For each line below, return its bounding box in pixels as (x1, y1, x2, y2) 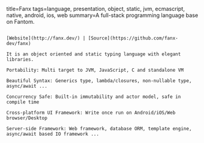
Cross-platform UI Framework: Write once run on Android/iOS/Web (6, 110, 175, 116)
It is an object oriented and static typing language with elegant (6, 51, 181, 57)
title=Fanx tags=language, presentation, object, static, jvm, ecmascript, (6, 5, 185, 12)
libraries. (6, 57, 34, 63)
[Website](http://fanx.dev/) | (6, 35, 86, 41)
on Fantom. (6, 18, 35, 25)
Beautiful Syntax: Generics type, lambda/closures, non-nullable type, (6, 78, 192, 84)
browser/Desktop (6, 115, 47, 121)
